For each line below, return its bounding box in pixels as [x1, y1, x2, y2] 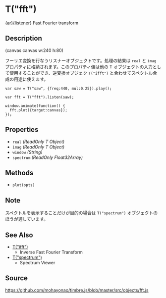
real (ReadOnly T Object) [12, 139, 65, 145]
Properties [5, 125, 39, 134]
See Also [5, 231, 33, 239]
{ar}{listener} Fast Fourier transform [5, 20, 78, 26]
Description [5, 34, 42, 43]
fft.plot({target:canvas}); [9, 107, 68, 112]
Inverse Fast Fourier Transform [19, 249, 83, 255]
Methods [5, 168, 34, 177]
